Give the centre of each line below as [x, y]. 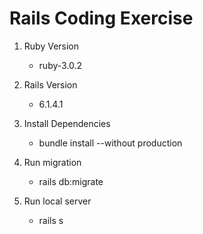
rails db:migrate [71, 181]
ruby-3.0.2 [60, 65]
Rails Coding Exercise [101, 18]
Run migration [52, 162]
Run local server [57, 201]
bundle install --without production [110, 143]
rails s [51, 220]
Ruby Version [51, 46]
